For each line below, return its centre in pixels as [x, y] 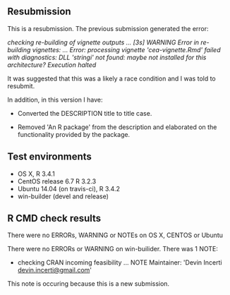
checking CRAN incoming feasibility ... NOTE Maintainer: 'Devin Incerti [120, 263]
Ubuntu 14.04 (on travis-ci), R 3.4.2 [68, 188]
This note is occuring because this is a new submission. [89, 284]
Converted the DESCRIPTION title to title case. [85, 113]
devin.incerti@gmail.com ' [55, 270]
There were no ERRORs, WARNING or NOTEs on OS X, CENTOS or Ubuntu [115, 235]
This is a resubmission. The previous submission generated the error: [108, 28]
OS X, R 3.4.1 [36, 174]
